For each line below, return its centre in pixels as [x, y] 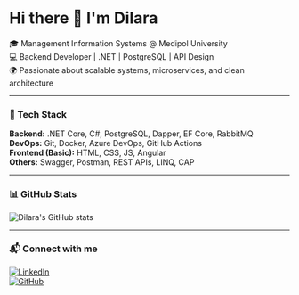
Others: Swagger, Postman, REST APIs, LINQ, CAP [102, 162]
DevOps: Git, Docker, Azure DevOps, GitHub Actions [106, 143]
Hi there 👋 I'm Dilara [84, 18]
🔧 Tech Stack [38, 114]
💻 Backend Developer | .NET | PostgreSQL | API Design [112, 56]
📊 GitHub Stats [43, 194]
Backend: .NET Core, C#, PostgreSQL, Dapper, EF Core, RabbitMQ [131, 134]
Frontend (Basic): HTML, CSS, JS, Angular [88, 153]
